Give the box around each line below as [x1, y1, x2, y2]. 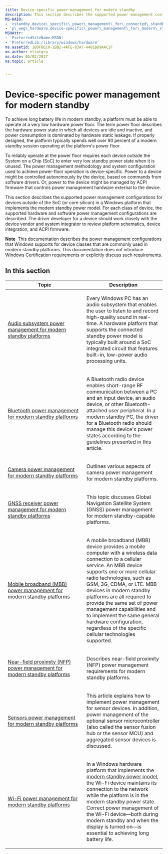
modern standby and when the [86, 817, 158, 824]
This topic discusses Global [86, 493, 151, 500]
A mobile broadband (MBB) [86, 537, 151, 544]
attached [86, 407, 107, 414]
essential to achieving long [86, 829, 149, 836]
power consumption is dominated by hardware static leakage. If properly [5, 132, 155, 138]
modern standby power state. [86, 798, 156, 805]
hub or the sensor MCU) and [86, 730, 153, 737]
